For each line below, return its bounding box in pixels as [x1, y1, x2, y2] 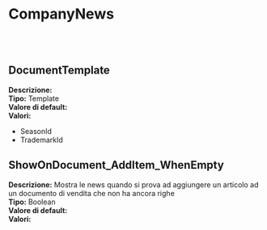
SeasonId [19, 126, 53, 136]
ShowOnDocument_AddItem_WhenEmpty [8, 158, 224, 172]
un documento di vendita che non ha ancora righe [8, 188, 176, 198]
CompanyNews [8, 5, 115, 23]
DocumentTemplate [8, 64, 111, 77]
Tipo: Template [8, 94, 59, 103]
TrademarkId [19, 135, 63, 144]
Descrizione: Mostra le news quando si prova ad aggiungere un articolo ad [8, 179, 259, 190]
